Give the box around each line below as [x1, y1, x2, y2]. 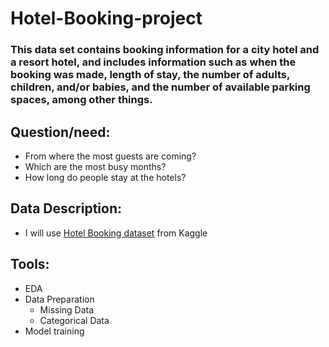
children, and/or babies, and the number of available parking [10, 80, 311, 94]
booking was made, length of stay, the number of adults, [10, 68, 290, 82]
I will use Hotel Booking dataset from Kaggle [24, 227, 208, 239]
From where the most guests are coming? [24, 150, 197, 162]
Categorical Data [39, 314, 110, 326]
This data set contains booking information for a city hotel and [10, 43, 320, 57]
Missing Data [39, 303, 95, 316]
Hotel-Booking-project [10, 7, 203, 30]
